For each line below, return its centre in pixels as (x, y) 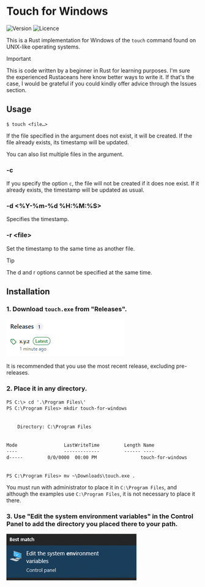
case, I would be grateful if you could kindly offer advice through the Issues (102, 84)
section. (17, 90)
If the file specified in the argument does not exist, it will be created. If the (99, 136)
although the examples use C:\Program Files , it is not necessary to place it (101, 494)
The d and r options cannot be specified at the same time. (79, 272)
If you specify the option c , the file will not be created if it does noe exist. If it (103, 184)
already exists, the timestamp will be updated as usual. (76, 190)
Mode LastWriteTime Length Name (80, 445)
